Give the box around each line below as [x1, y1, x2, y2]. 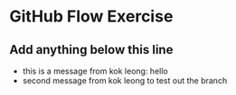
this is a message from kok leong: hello [22, 65, 169, 76]
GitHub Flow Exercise [9, 6, 174, 27]
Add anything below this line [9, 42, 174, 57]
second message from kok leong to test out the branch [22, 75, 228, 86]
